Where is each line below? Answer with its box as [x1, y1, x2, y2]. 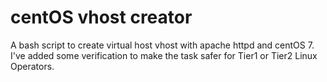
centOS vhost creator [10, 6, 193, 29]
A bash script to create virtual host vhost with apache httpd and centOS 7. [10, 39, 315, 51]
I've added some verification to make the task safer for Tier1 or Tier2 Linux [10, 49, 318, 61]
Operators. [10, 60, 55, 72]
